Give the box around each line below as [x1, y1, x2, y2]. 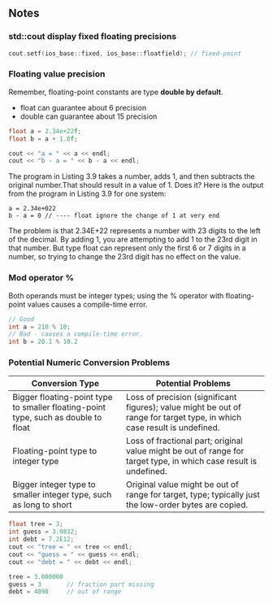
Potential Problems [155, 378, 232, 389]
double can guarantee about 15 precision [19, 111, 158, 121]
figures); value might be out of [125, 402, 241, 413]
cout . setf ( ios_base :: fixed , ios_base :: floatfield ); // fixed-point [8, 49, 242, 58]
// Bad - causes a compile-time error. [8, 330, 144, 338]
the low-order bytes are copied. [125, 499, 249, 511]
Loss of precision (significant [125, 392, 237, 403]
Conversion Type [31, 378, 100, 389]
